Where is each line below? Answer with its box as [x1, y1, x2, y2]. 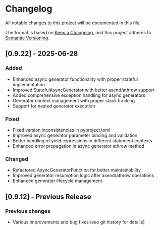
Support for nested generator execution [12, 103, 95, 109]
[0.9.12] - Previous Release [5, 192, 91, 201]
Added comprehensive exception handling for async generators [12, 92, 145, 98]
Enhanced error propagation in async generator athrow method [12, 143, 145, 149]
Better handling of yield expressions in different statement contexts [12, 137, 152, 144]
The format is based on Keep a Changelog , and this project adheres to [5, 29, 151, 35]
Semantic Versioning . [5, 35, 49, 41]
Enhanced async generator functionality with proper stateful [12, 76, 138, 82]
